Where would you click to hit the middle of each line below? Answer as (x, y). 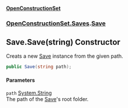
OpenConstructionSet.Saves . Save (56, 23)
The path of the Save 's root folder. (47, 99)
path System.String (29, 93)
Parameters (20, 80)
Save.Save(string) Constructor (63, 42)
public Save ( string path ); (39, 67)
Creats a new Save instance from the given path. (65, 56)
